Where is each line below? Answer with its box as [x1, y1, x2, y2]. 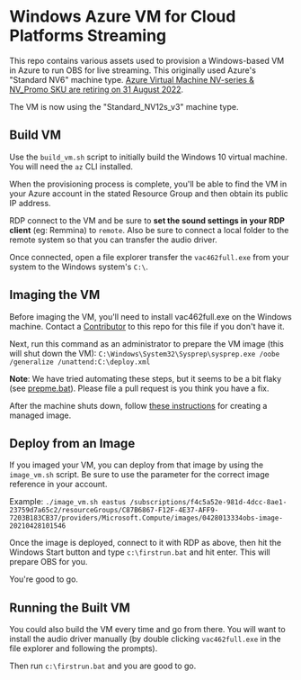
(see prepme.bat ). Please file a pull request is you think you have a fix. [9, 383, 270, 394]
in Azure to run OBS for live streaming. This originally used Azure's [9, 65, 256, 76]
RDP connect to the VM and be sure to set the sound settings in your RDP [9, 214, 286, 226]
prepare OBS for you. [9, 557, 88, 567]
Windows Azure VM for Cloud [9, 6, 236, 27]
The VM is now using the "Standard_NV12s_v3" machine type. [9, 101, 239, 112]
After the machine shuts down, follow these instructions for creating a [9, 400, 268, 411]
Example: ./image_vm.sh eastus [9, 496, 127, 507]
